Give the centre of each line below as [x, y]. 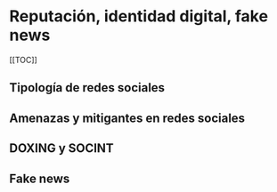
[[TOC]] [23, 60]
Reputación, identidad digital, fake [139, 16]
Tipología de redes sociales [87, 88]
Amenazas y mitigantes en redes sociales [127, 118]
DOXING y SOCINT [61, 148]
